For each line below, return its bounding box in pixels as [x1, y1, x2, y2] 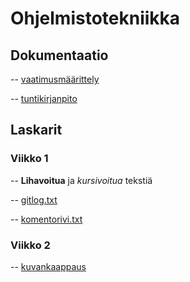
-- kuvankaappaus [10, 260, 87, 272]
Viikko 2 [10, 238, 51, 252]
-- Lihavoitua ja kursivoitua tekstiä [10, 174, 153, 186]
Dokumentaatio [10, 47, 109, 64]
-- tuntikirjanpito [10, 93, 78, 104]
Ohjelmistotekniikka [10, 7, 181, 30]
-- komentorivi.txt [10, 213, 83, 225]
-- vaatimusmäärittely [10, 73, 100, 85]
